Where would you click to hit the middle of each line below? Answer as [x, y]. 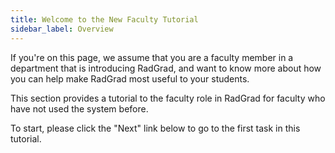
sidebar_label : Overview [62, 29]
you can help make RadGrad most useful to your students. [130, 78]
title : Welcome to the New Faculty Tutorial [104, 19]
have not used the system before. [79, 108]
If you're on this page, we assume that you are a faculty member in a [152, 57]
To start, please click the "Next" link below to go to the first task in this [155, 128]
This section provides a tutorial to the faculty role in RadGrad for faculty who [168, 98]
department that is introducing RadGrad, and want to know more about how [166, 68]
